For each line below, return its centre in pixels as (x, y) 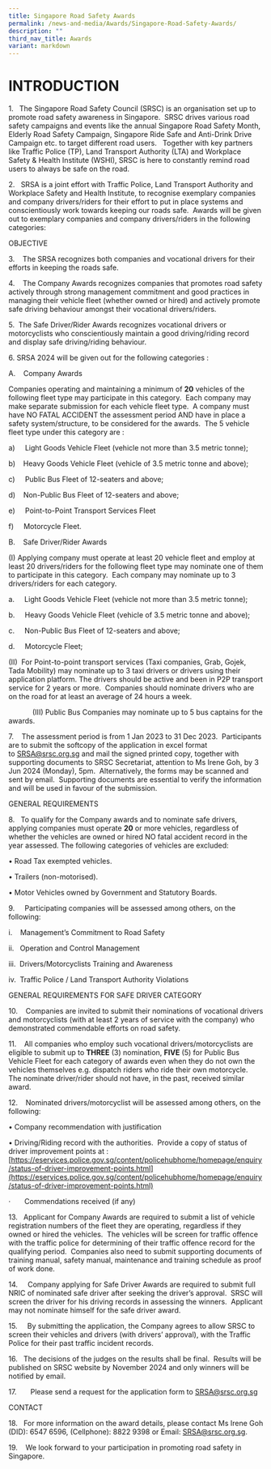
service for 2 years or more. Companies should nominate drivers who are (131, 688)
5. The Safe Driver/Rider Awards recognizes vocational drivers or (117, 325)
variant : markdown (39, 46)
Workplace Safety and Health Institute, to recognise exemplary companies (132, 193)
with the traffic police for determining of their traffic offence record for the (132, 1243)
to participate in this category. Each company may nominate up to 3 (122, 575)
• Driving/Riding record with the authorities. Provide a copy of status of (128, 1142)
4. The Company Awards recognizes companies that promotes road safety (135, 284)
